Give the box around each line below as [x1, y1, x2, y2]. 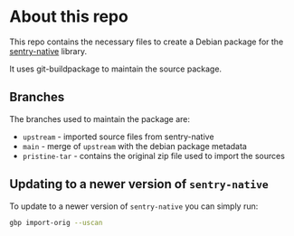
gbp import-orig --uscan [9, 218, 103, 227]
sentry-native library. [9, 45, 88, 56]
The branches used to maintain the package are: [9, 113, 191, 124]
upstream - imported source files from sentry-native [22, 131, 214, 142]
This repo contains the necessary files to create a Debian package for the [9, 36, 284, 47]
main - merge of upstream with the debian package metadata [22, 140, 247, 151]
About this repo [9, 6, 128, 27]
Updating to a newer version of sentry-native [9, 176, 269, 192]
